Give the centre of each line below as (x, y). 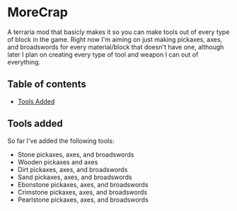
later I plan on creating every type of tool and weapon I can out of (103, 55)
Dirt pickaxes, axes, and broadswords (73, 169)
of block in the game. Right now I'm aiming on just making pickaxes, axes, (115, 39)
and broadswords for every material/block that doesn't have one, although (116, 47)
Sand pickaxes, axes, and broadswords (75, 177)
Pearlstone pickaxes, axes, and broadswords (83, 200)
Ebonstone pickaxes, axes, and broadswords (83, 184)
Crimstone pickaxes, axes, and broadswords (82, 192)
